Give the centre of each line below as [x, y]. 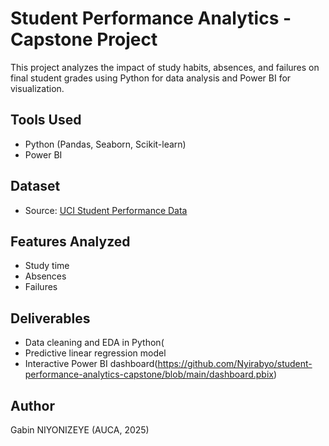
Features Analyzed [70, 241]
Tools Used [46, 120]
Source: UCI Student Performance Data [106, 210]
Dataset [35, 186]
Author [32, 405]
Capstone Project [84, 39]
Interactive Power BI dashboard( [91, 364]
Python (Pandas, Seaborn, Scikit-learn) [105, 144]
